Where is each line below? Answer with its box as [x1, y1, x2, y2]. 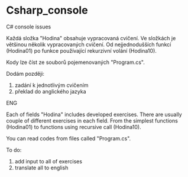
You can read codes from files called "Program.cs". [6, 134, 131, 142]
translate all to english [14, 164, 69, 171]
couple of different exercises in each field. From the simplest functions [6, 117, 179, 124]
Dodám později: [6, 70, 44, 77]
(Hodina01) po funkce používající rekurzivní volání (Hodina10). [6, 47, 157, 54]
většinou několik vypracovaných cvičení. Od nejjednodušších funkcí [6, 41, 171, 48]
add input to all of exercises [14, 157, 83, 165]
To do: [6, 146, 22, 153]
